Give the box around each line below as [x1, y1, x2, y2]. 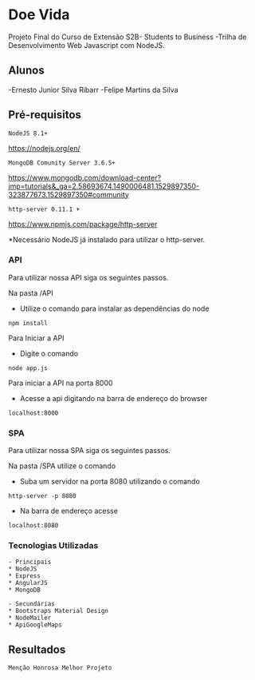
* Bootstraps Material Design [8, 607, 109, 615]
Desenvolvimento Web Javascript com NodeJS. [8, 40, 165, 50]
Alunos [8, 64, 45, 78]
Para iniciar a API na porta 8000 [8, 378, 113, 388]
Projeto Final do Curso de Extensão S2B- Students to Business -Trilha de [8, 32, 247, 42]
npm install [8, 319, 48, 327]
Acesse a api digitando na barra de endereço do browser [19, 393, 208, 403]
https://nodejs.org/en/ [8, 143, 81, 153]
